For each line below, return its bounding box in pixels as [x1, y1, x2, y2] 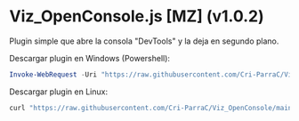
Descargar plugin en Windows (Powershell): [9, 52, 171, 63]
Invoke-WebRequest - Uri [9, 69, 98, 79]
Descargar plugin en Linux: [9, 86, 109, 97]
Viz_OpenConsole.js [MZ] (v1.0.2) [9, 6, 264, 27]
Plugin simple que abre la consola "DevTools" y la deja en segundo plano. [9, 36, 279, 46]
